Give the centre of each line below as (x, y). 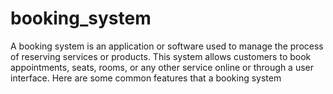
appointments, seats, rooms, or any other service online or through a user (162, 67)
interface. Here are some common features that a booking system (146, 78)
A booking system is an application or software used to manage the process (167, 46)
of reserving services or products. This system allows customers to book (161, 56)
